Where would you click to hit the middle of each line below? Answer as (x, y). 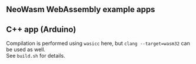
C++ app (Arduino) (41, 29)
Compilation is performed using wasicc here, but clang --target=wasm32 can (98, 44)
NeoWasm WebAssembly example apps (81, 10)
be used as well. (26, 49)
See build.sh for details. (36, 56)
